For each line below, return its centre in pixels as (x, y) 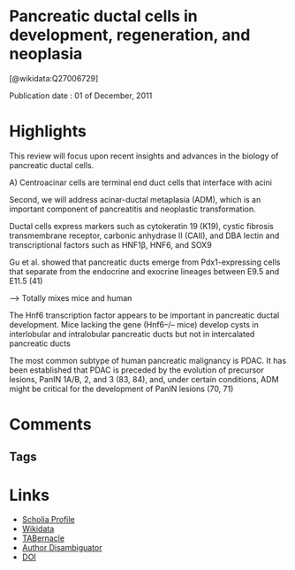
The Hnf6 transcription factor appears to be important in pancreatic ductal (144, 315)
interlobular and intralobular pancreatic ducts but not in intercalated (132, 334)
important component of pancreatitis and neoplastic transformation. (132, 209)
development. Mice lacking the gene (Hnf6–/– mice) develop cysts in (134, 324)
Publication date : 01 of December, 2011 (81, 96)
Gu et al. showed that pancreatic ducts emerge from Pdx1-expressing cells (145, 262)
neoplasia (46, 54)
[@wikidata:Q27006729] (54, 78)
